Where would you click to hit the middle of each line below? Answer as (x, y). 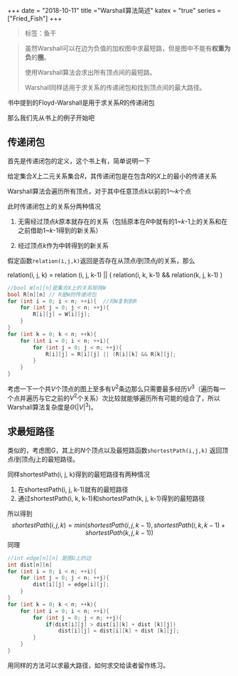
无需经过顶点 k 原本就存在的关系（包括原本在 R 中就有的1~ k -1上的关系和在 (123, 221)
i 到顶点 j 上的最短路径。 (47, 459)
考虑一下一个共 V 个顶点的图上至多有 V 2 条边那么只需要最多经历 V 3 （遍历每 (114, 388)
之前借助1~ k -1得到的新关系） (60, 230)
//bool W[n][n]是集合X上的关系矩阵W (57, 288)
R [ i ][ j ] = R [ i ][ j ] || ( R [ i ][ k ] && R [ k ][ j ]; (110, 354)
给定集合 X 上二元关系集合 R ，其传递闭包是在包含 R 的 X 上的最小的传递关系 (112, 176)
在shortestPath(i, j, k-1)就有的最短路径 (73, 489)
